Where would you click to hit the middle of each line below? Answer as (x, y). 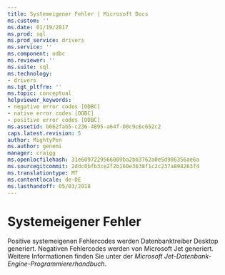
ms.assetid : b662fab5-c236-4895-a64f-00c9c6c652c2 (84, 126)
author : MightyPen (35, 140)
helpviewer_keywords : (40, 100)
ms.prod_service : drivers (46, 41)
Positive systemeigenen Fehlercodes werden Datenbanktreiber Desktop (113, 241)
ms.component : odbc (36, 54)
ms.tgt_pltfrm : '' (35, 87)
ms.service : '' (30, 47)
